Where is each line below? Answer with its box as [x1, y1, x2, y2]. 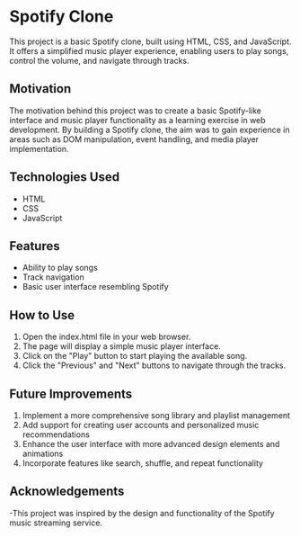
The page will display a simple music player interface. [22, 341, 222, 352]
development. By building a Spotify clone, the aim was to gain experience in [9, 124, 290, 135]
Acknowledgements [9, 484, 125, 499]
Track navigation [22, 272, 85, 282]
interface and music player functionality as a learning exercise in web [9, 114, 267, 125]
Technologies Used [9, 169, 119, 185]
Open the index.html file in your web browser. [22, 331, 191, 343]
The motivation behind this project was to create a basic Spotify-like [9, 105, 262, 116]
